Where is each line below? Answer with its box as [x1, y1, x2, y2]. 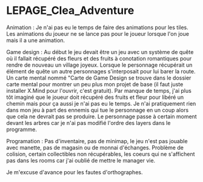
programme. [6, 126, 38, 133]
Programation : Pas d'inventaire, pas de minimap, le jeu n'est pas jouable [6, 137, 188, 144]
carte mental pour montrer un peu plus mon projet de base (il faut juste [6, 80, 184, 88]
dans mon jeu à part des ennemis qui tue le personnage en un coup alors [6, 106, 189, 113]
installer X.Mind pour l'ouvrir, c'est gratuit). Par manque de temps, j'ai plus [6, 87, 192, 94]
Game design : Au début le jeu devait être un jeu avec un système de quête [6, 48, 194, 55]
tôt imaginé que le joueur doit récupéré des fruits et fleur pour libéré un [6, 93, 184, 101]
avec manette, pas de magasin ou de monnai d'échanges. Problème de [6, 144, 184, 151]
